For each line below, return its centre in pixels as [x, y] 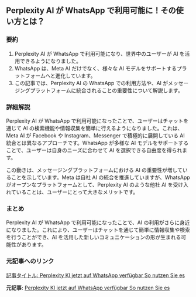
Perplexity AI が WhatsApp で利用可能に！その [91, 11]
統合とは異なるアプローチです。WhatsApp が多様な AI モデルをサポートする [97, 143]
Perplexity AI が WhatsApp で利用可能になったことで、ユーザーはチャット [95, 121]
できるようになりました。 [51, 61]
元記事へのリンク [30, 261]
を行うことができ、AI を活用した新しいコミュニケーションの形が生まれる [94, 237]
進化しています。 [75, 76]
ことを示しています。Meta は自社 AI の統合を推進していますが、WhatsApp [100, 177]
